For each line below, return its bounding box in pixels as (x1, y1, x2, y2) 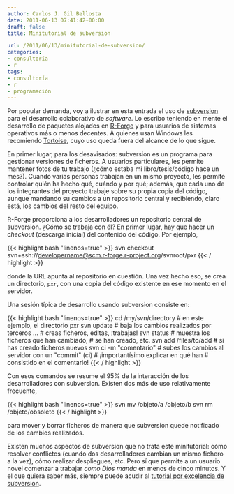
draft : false (7, 23, 45, 30)
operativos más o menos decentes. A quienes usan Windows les (7, 129, 193, 137)
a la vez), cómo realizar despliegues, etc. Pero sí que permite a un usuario (7, 457, 221, 465)
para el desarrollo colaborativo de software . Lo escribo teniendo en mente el (7, 114, 228, 123)
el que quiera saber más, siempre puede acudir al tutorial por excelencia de (7, 472, 225, 480)
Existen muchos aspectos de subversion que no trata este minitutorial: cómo (7, 442, 228, 451)
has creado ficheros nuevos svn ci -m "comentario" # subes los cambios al (7, 343, 224, 352)
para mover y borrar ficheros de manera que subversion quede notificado (7, 421, 219, 430)
